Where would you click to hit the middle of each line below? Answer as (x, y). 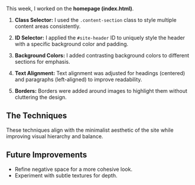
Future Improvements (47, 155)
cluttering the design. (40, 97)
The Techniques (37, 116)
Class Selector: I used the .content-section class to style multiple (95, 20)
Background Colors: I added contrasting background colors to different (102, 55)
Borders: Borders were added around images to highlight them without (101, 91)
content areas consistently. (48, 26)
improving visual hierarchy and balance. (55, 136)
